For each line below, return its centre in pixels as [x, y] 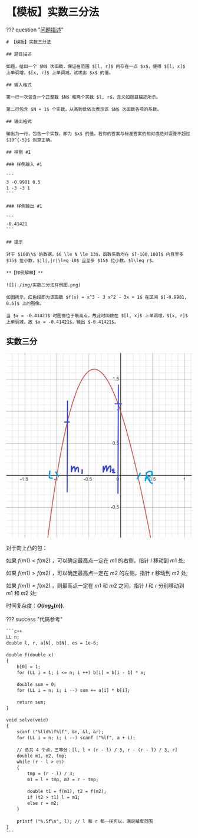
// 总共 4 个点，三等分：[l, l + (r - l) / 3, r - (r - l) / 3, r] [97, 750]
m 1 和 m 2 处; [22, 593]
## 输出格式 [19, 121]
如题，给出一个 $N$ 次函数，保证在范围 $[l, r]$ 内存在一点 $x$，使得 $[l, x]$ [96, 66]
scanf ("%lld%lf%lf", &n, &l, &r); [60, 732]
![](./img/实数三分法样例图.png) [44, 285]
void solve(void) [27, 720]
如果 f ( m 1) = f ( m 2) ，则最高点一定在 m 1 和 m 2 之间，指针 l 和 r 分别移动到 [95, 586]
